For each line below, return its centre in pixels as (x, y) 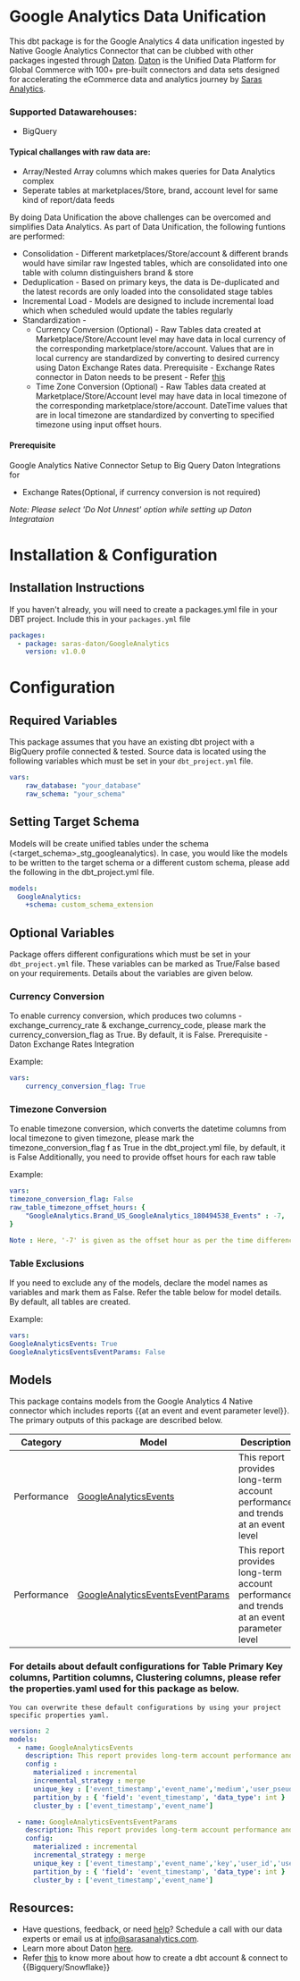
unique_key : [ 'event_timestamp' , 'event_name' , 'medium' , (141, 1789)
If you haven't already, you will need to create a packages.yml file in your (144, 609)
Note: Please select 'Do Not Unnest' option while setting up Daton (131, 509)
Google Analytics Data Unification (138, 17)
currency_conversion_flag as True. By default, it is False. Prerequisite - (139, 1035)
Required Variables (63, 720)
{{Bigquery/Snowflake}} (66, 1968)
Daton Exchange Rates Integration (72, 1044)
